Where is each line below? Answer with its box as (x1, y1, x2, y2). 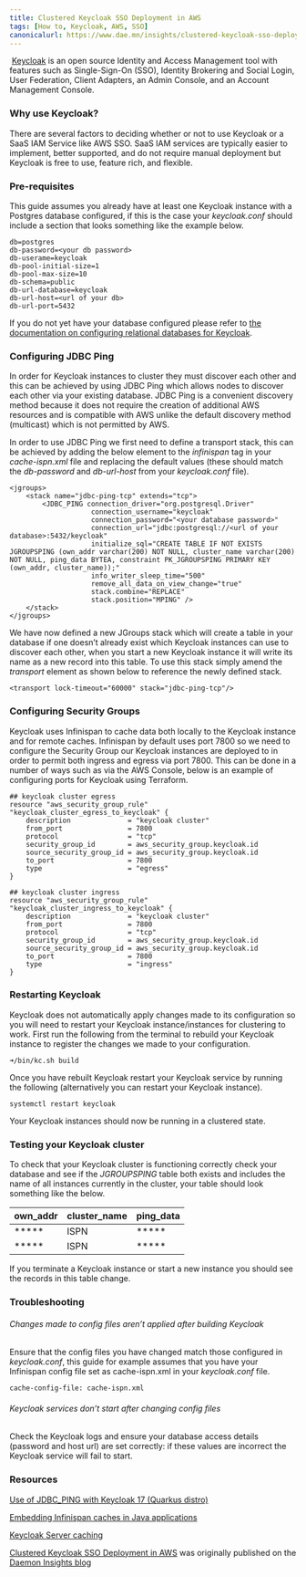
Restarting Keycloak (9, 988, 102, 1001)
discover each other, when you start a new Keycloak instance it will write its (9, 647, 293, 658)
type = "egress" (25, 863, 169, 872)
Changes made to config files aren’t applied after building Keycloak (9, 1318, 264, 1329)
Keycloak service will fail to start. (9, 1450, 134, 1461)
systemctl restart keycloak (9, 1099, 117, 1109)
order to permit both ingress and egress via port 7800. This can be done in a (9, 755, 297, 766)
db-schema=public (9, 277, 76, 287)
